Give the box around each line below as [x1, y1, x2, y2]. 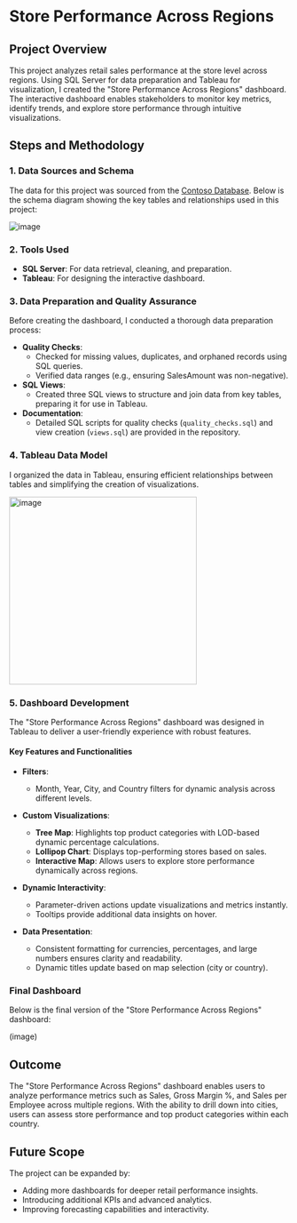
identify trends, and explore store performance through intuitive [9, 103, 242, 113]
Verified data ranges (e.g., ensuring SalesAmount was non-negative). [35, 371, 289, 381]
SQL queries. [35, 361, 83, 372]
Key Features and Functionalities [9, 747, 133, 757]
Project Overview [9, 42, 107, 57]
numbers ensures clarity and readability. [35, 953, 184, 963]
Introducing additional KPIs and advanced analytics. [21, 1195, 213, 1205]
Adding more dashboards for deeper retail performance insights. [21, 1185, 259, 1195]
